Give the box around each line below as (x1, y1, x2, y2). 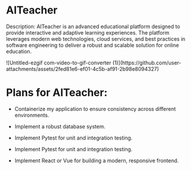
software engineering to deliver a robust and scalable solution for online (6, 42, 179, 49)
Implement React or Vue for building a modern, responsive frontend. (14, 157, 179, 164)
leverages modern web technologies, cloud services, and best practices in (6, 35, 186, 42)
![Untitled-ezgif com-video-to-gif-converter (6, 59, 112, 66)
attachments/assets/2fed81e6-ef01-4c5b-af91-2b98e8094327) (6, 65, 159, 72)
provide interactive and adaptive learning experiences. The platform (6, 29, 169, 36)
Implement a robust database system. (14, 123, 106, 130)
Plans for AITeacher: (6, 86, 108, 100)
